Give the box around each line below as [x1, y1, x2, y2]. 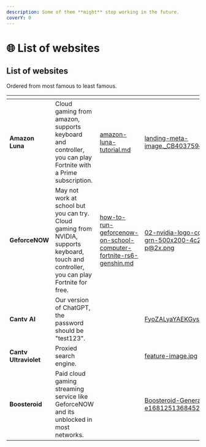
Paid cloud [55, 369, 86, 378]
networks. [55, 430, 84, 439]
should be [55, 326, 84, 335]
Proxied [55, 344, 78, 353]
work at [55, 194, 77, 202]
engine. [55, 359, 77, 368]
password [55, 318, 84, 327]
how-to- [99, 213, 126, 221]
